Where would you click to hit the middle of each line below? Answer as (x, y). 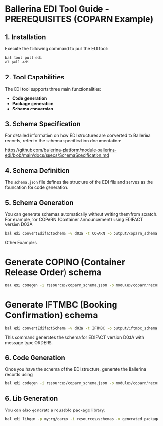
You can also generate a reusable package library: (55, 410)
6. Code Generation (35, 357)
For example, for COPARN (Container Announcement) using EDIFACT (74, 219)
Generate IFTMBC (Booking (61, 305)
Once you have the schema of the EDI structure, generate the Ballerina (76, 369)
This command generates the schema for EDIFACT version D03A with (75, 337)
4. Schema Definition (37, 170)
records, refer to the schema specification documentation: (63, 141)
